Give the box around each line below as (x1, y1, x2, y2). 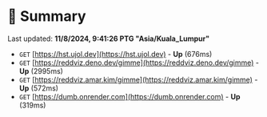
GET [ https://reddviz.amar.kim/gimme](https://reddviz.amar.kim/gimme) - (18, 75, 258, 84)
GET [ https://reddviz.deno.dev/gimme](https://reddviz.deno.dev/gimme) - (18, 58, 260, 67)
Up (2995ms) (18, 66, 63, 75)
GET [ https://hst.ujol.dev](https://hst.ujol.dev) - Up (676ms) (18, 49, 213, 58)
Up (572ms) (18, 83, 59, 93)
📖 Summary (7, 7, 86, 26)
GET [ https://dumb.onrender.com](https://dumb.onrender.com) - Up (18, 91, 241, 101)
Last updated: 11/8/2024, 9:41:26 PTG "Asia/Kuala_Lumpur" (7, 34, 210, 43)
